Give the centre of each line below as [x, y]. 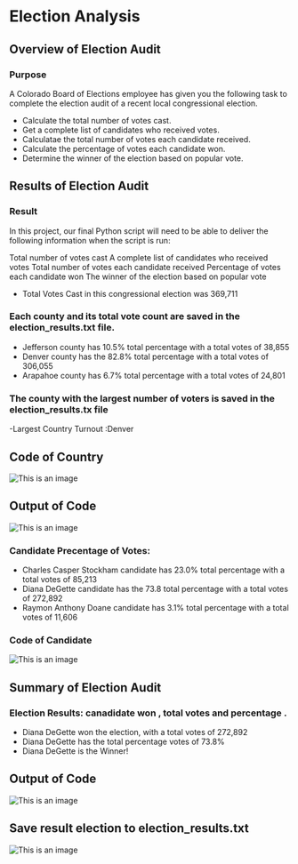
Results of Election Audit [79, 186]
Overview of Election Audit [85, 49]
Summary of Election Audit [85, 688]
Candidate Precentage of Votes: [80, 550]
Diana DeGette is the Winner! [75, 751]
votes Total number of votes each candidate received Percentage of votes [145, 267]
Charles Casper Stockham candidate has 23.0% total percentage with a [153, 570]
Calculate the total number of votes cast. [97, 120]
